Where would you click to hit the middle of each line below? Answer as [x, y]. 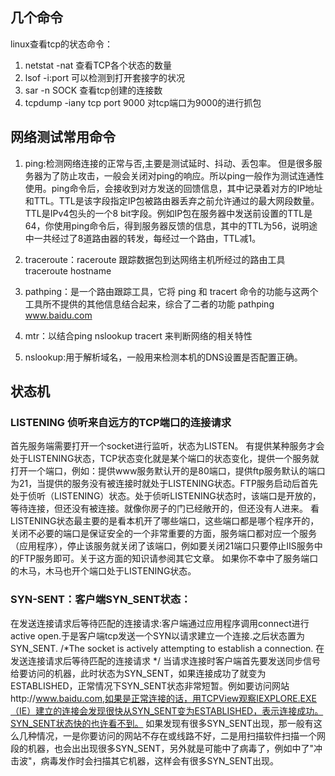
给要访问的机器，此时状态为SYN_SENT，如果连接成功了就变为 [138, 673]
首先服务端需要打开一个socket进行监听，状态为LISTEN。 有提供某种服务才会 [167, 446]
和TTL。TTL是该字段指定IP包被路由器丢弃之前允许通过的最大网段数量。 [172, 200]
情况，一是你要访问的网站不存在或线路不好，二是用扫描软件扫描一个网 [181, 735]
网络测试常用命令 [63, 137]
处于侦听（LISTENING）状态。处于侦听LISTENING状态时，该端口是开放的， [166, 496]
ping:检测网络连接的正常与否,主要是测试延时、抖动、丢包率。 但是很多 [169, 163]
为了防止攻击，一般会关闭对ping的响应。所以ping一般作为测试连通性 [183, 175]
